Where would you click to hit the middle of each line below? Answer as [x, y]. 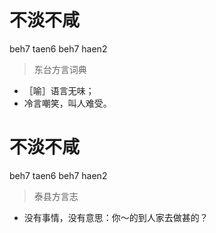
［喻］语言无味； [59, 90]
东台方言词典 [60, 69]
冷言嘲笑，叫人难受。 [67, 103]
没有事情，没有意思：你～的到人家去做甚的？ [116, 217]
